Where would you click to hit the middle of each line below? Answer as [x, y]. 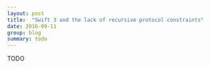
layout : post [26, 13]
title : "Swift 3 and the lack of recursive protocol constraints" [106, 20]
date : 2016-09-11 [32, 26]
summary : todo [27, 39]
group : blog [24, 33]
